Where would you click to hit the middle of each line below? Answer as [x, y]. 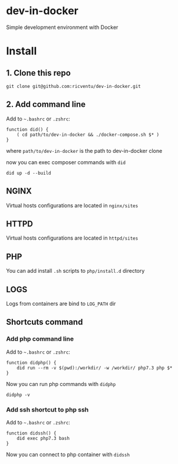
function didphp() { [32, 362]
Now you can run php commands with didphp [61, 384]
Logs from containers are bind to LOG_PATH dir [61, 303]
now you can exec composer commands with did [66, 162]
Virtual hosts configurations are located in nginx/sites [72, 205]
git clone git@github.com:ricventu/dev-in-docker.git [74, 86]
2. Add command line [46, 104]
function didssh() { [32, 433]
